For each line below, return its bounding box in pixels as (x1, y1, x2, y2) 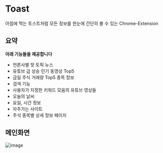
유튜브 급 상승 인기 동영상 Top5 (12, 68, 75, 74)
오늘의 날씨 (12, 93, 35, 99)
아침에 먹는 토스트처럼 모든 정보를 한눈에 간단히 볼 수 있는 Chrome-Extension (5, 20, 158, 26)
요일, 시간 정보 (12, 99, 41, 106)
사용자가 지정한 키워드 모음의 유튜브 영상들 (12, 87, 97, 93)
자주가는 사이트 (12, 106, 43, 112)
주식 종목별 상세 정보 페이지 (12, 112, 67, 118)
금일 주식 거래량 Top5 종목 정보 (12, 74, 75, 80)
